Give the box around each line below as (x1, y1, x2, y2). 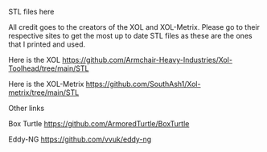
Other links (8, 104, 45, 113)
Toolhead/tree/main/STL (8, 64, 89, 73)
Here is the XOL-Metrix (8, 80, 84, 88)
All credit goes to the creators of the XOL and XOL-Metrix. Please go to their (8, 23, 260, 31)
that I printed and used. (8, 39, 86, 49)
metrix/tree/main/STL (8, 88, 80, 97)
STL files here (8, 7, 55, 16)
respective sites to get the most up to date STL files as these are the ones (8, 31, 253, 40)
